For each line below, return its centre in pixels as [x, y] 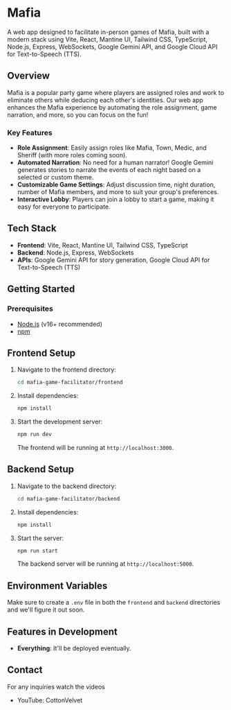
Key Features [30, 132]
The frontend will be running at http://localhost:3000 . [95, 447]
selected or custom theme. [55, 177]
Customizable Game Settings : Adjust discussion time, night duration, [116, 184]
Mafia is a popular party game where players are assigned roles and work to [116, 92]
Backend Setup [41, 469]
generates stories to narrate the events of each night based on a [109, 170]
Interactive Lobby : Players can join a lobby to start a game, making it [115, 200]
